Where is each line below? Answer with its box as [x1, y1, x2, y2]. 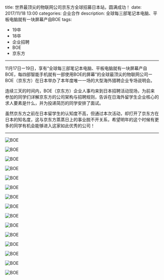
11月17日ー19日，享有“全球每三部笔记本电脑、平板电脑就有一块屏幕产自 [5, 65, 147, 71]
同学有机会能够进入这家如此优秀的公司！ [13, 123, 95, 129]
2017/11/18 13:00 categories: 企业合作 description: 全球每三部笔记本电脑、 [5, 10, 153, 16]
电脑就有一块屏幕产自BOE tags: [9, 17, 72, 22]
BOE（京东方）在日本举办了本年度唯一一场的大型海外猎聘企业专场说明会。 [5, 78, 155, 83]
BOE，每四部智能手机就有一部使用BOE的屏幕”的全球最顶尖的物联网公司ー [5, 71, 153, 77]
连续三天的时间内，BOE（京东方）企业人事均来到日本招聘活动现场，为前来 [5, 88, 155, 94]
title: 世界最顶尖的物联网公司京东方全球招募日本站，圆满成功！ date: [5, 4, 142, 10]
